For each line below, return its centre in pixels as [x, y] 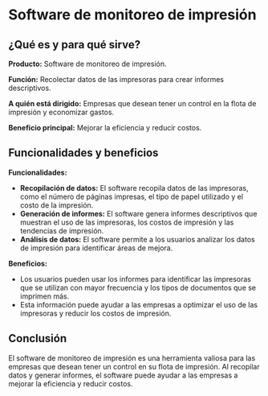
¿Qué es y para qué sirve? [75, 45]
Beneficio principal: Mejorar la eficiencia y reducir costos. [105, 128]
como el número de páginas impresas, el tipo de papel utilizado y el [131, 196]
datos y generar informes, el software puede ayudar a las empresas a [123, 375]
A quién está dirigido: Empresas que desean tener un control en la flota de [132, 103]
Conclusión [38, 338]
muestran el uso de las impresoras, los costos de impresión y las [127, 222]
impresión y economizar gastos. [61, 112]
